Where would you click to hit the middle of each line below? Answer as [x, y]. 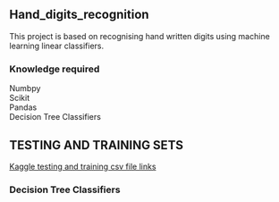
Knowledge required [55, 69]
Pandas [23, 107]
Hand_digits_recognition [79, 15]
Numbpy [25, 88]
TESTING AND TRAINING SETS [97, 145]
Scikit [20, 98]
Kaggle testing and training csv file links [83, 166]
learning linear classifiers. [57, 46]
